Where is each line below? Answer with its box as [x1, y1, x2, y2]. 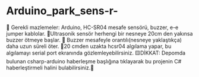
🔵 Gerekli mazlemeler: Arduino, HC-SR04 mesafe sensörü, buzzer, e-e [6, 24, 179, 31]
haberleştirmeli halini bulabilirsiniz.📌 [6, 64, 94, 71]
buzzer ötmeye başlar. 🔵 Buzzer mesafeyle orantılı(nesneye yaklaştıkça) [6, 36, 182, 43]
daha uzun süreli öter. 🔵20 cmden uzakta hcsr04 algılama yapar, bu [6, 43, 172, 50]
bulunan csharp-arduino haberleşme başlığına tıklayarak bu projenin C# [6, 57, 182, 65]
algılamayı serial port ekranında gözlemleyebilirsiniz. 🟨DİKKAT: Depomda [6, 49, 186, 56]
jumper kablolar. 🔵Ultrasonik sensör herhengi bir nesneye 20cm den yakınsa [6, 30, 193, 37]
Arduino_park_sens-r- [6, 4, 118, 18]
